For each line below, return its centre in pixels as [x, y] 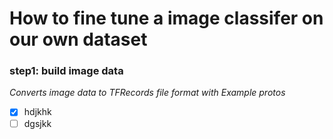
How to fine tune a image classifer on [166, 18]
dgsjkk [37, 123]
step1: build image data [66, 71]
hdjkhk [37, 112]
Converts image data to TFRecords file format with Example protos [147, 93]
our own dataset [78, 39]
